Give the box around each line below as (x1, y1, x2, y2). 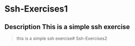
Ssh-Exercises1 (4, 3, 68, 15)
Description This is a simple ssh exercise (4, 23, 130, 31)
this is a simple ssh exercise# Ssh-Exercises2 (16, 35, 107, 41)
